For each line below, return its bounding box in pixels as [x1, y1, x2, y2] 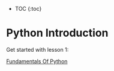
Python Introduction [6, 26, 109, 40]
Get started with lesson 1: [6, 46, 69, 53]
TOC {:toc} [14, 5, 42, 12]
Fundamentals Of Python [6, 57, 68, 65]
